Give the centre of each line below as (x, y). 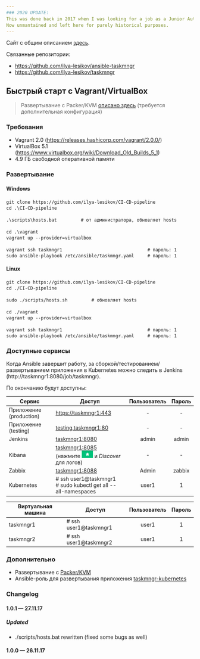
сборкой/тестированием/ (127, 364)
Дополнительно (31, 559)
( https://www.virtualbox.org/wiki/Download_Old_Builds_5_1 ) (87, 153)
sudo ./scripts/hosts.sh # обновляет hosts (71, 300)
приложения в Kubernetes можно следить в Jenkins (117, 370)
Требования (25, 127)
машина (35, 513)
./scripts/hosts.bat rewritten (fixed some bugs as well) (81, 637)
